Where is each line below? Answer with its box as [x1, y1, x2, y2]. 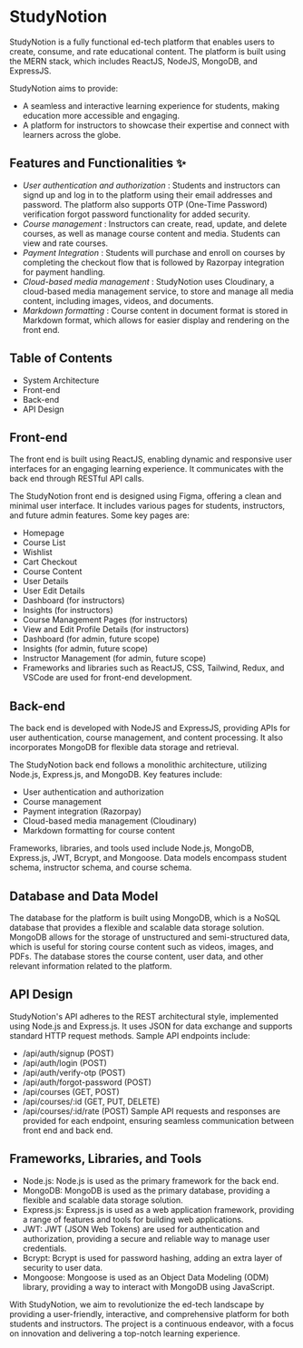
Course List [22, 537, 66, 548]
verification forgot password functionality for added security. [22, 209, 251, 220]
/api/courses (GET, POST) [22, 1086, 120, 1097]
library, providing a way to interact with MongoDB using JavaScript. [22, 1281, 275, 1292]
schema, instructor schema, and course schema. [9, 862, 192, 873]
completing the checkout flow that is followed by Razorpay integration [22, 257, 285, 268]
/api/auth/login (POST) [22, 1057, 107, 1068]
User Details [22, 576, 69, 587]
